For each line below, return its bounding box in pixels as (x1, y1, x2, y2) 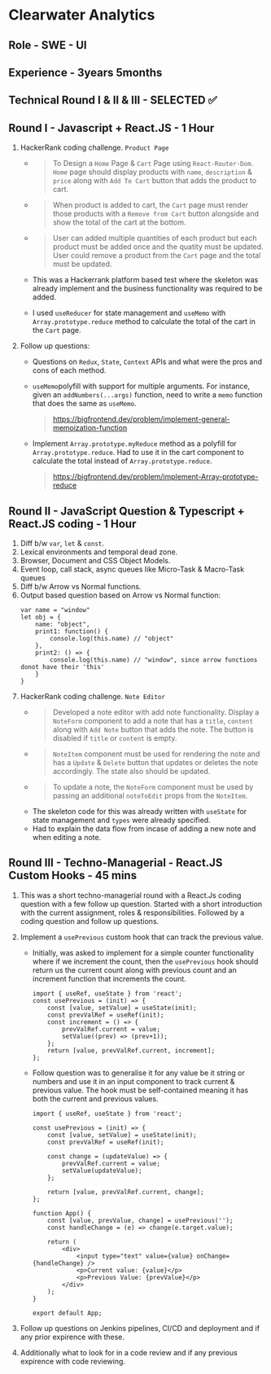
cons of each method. (32, 365, 107, 375)
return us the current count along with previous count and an (32, 965, 238, 974)
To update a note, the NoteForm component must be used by (52, 781, 254, 791)
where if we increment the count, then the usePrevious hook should (32, 956, 259, 966)
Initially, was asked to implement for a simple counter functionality (32, 947, 255, 957)
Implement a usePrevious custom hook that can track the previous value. (20, 932, 264, 942)
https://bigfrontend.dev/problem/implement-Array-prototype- (52, 472, 259, 482)
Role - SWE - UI (8, 38, 87, 52)
